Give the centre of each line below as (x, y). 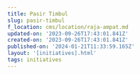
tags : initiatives (34, 60)
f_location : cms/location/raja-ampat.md (68, 27)
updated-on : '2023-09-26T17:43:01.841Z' (68, 33)
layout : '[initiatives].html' (52, 54)
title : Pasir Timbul (38, 14)
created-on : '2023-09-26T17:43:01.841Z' (68, 40)
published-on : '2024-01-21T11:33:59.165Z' (71, 47)
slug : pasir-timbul (36, 20)
